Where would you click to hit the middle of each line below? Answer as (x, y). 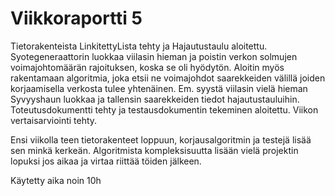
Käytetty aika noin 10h (56, 180)
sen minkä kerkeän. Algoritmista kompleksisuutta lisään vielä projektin (154, 150)
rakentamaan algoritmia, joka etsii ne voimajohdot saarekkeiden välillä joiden (168, 78)
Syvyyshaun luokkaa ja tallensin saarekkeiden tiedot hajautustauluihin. (155, 99)
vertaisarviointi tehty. (54, 120)
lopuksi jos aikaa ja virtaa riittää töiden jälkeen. (106, 161)
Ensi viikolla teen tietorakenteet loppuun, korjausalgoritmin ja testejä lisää (161, 139)
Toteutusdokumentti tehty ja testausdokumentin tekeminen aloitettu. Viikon (164, 109)
